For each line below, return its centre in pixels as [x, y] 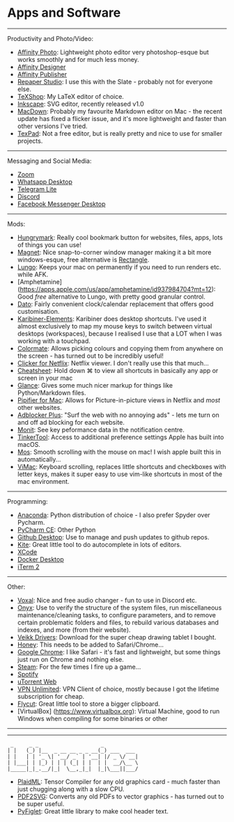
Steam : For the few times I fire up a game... [79, 667]
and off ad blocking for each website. [71, 422]
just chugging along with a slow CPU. [71, 789]
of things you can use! [49, 244]
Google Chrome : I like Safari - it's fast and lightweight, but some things [119, 651]
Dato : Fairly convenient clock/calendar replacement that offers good [115, 303]
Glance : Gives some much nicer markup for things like [95, 385]
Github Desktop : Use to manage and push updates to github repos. [113, 537]
